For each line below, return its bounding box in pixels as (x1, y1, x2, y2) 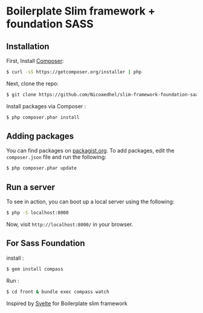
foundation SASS (6, 17, 94, 31)
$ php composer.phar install (6, 114, 80, 120)
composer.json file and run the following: (6, 153, 107, 161)
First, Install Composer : (6, 58, 65, 64)
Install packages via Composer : (6, 102, 86, 110)
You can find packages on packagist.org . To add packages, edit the (6, 147, 175, 154)
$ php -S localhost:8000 (6, 210, 69, 216)
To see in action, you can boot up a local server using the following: (6, 198, 175, 205)
